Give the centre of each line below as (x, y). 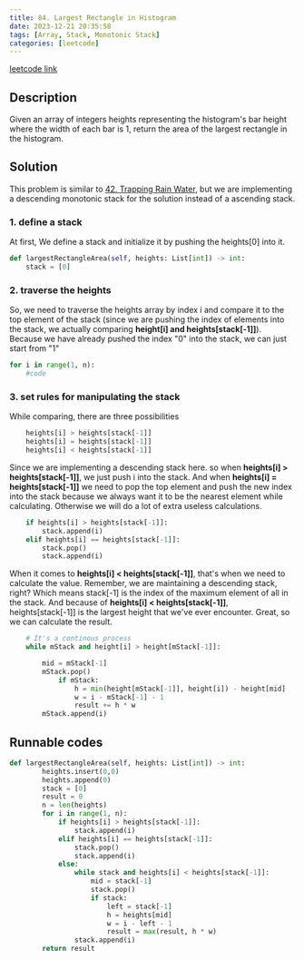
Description (43, 98)
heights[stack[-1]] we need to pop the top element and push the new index (151, 486)
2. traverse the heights (60, 289)
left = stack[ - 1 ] (139, 906)
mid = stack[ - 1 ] (121, 881)
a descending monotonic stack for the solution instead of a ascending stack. (152, 198)
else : (68, 864)
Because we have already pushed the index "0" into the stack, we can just (148, 339)
